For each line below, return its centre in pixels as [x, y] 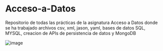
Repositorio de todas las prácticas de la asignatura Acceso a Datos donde [81, 22]
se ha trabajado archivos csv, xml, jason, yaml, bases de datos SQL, [75, 27]
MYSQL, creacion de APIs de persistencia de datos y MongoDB [71, 33]
